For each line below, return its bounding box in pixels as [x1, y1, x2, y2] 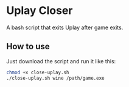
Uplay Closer [6, 4, 73, 18]
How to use [6, 41, 50, 52]
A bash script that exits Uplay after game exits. [6, 24, 124, 31]
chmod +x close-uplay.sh [6, 69, 69, 75]
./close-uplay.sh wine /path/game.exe [6, 75, 105, 81]
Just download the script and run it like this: [6, 57, 116, 64]
